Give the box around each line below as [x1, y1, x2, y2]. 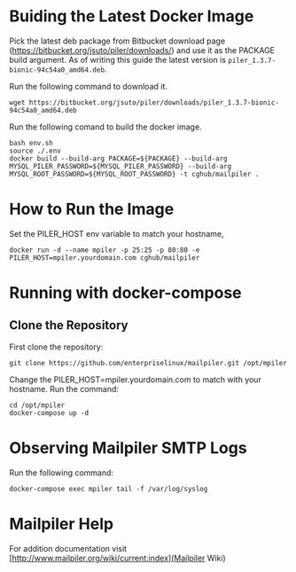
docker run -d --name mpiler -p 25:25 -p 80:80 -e [9, 246, 200, 255]
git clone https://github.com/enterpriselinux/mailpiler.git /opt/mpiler [9, 358, 288, 367]
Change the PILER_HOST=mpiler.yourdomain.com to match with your [9, 374, 261, 385]
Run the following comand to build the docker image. [9, 121, 202, 132]
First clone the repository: [9, 341, 104, 352]
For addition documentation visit [9, 543, 127, 553]
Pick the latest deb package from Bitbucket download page [9, 35, 226, 46]
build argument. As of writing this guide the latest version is [9, 54, 227, 65]
